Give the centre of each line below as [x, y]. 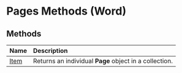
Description [51, 51]
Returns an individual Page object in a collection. [103, 61]
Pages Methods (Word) [66, 11]
